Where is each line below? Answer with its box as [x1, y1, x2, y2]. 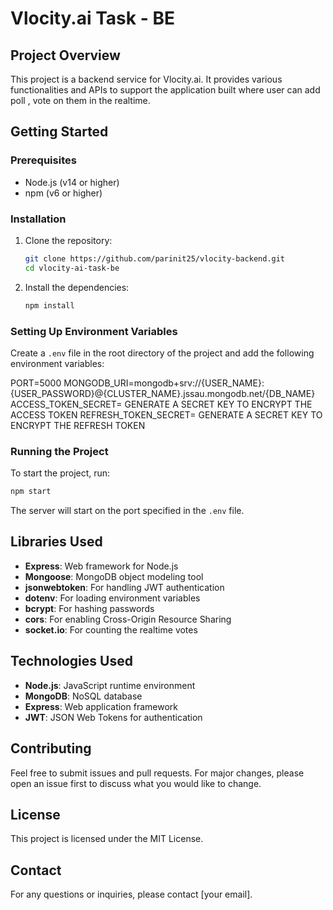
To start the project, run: [10, 467, 111, 479]
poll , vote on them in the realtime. [10, 95, 151, 106]
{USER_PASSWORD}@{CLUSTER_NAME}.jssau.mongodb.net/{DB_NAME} [10, 387, 316, 399]
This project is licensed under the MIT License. [10, 833, 204, 845]
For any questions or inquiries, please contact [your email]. [10, 888, 253, 901]
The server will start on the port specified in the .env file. [10, 505, 245, 517]
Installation [10, 212, 67, 226]
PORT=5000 [10, 377, 62, 389]
